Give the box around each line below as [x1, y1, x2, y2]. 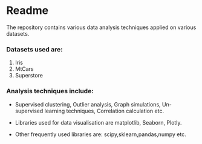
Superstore [15, 72, 44, 79]
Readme [6, 4, 49, 18]
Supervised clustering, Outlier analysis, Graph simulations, [15, 100, 161, 108]
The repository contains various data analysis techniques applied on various [6, 24, 197, 31]
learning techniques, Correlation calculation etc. [44, 107, 165, 114]
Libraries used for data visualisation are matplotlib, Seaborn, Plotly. [15, 119, 182, 126]
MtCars [15, 65, 34, 73]
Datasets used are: [6, 45, 63, 53]
